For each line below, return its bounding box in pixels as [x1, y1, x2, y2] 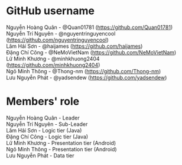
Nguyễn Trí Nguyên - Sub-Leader [6, 120, 88, 128]
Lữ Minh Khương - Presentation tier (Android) [6, 139, 116, 146]
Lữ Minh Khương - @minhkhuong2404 [6, 55, 100, 62]
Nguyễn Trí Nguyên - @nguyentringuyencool [6, 30, 116, 37]
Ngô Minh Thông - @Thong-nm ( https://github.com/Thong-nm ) [6, 67, 161, 75]
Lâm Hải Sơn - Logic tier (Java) [6, 127, 82, 134]
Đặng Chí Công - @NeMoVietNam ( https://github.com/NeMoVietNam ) [6, 48, 177, 56]
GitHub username [6, 4, 95, 18]
